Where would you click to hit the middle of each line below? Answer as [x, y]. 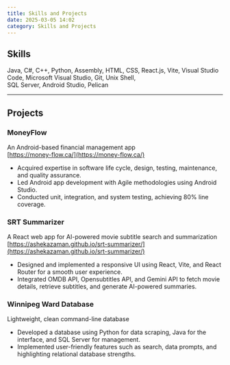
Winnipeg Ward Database [51, 304]
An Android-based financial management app [71, 147]
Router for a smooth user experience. [70, 272]
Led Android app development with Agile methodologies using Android [117, 182]
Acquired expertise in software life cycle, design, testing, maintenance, [117, 168]
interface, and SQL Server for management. [78, 340]
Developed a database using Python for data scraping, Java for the [112, 332]
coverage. [31, 204]
